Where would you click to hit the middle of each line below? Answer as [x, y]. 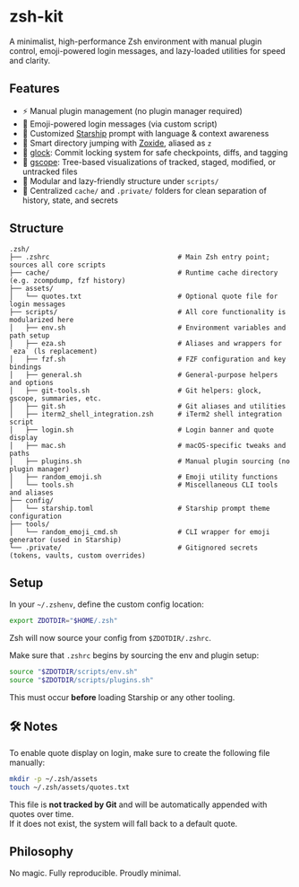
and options [31, 382]
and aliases [31, 492]
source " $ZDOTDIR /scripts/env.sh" [74, 672]
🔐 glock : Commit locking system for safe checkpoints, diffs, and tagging [155, 152]
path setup [30, 335]
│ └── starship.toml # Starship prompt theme [140, 508]
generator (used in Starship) [66, 540]
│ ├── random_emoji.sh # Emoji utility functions [144, 477]
